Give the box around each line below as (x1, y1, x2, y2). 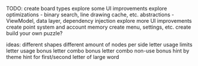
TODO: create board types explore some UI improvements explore (6, 5, 167, 12)
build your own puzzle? (6, 30, 63, 37)
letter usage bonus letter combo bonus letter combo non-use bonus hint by (6, 47, 190, 54)
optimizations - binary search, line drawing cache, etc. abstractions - (6, 11, 174, 18)
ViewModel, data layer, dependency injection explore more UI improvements (6, 18, 192, 24)
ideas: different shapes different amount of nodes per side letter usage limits (6, 41, 193, 48)
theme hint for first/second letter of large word (6, 54, 119, 60)
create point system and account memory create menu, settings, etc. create (6, 23, 191, 30)
